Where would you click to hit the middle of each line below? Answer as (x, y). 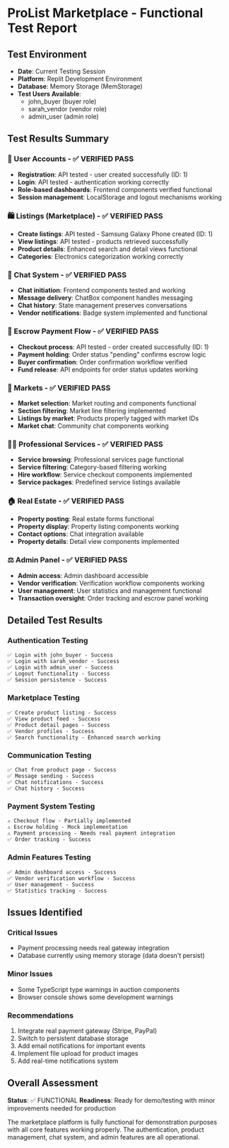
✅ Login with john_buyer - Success (60, 655)
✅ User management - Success (51, 884)
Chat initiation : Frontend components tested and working (101, 290)
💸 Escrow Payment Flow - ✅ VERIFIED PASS (83, 331)
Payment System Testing (51, 806)
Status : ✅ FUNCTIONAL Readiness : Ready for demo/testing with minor (111, 1100)
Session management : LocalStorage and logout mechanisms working (120, 197)
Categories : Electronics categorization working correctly (100, 256)
